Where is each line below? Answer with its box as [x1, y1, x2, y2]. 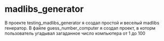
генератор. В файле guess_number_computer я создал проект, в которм [4, 25, 156, 31]
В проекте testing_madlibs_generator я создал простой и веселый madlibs [4, 20, 160, 26]
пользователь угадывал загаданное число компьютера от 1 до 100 [4, 30, 146, 36]
